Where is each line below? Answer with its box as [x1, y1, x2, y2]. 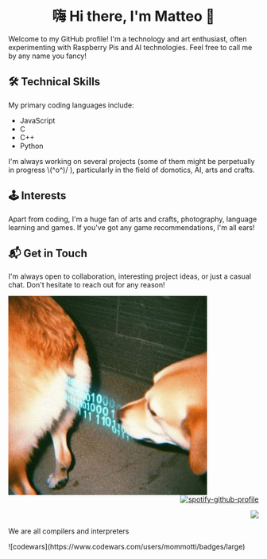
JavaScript [19, 115, 56, 125]
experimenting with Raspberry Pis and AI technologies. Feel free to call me [8, 42, 253, 52]
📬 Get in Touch [8, 246, 87, 260]
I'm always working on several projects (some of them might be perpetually [8, 156, 256, 166]
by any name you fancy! [8, 51, 87, 61]
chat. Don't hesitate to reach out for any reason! [8, 280, 165, 290]
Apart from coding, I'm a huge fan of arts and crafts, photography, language [8, 214, 257, 224]
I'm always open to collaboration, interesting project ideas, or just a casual [8, 272, 252, 281]
